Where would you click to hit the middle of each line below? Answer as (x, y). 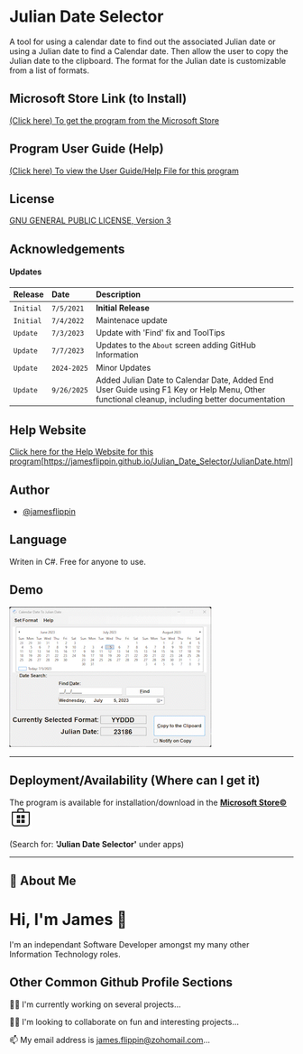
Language (38, 540)
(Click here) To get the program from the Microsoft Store (114, 120)
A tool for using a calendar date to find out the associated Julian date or (143, 42)
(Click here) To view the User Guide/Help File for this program (124, 171)
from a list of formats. (50, 70)
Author (29, 490)
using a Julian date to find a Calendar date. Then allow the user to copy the (149, 51)
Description (119, 294)
